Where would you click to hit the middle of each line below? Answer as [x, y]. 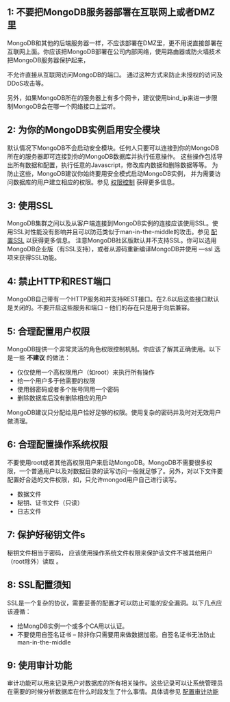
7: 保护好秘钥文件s [46, 535]
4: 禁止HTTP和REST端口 [59, 281]
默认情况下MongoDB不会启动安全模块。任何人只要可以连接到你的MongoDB [113, 148]
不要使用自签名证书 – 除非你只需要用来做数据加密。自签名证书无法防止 [116, 634]
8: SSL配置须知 [39, 585]
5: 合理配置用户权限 [49, 331]
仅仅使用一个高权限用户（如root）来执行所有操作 [86, 373]
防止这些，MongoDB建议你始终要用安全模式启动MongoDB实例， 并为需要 [111, 173]
